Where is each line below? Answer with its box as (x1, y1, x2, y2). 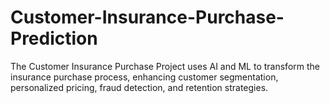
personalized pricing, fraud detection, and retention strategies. (10, 81, 269, 93)
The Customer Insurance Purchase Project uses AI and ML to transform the (10, 60, 320, 72)
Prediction (10, 27, 98, 50)
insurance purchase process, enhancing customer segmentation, (10, 71, 279, 83)
